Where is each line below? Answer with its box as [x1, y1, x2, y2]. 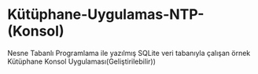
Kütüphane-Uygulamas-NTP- [7, 6, 205, 24]
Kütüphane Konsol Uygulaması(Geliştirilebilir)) [7, 57, 157, 66]
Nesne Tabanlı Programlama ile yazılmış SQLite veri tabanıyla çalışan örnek [7, 48, 251, 57]
